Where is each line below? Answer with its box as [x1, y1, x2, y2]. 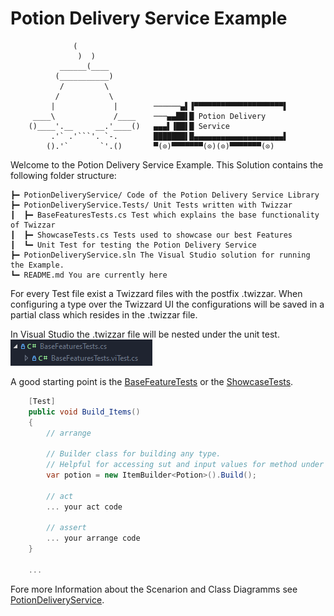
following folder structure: [10, 169, 117, 181]
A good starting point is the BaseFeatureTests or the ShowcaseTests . [10, 375, 294, 387]
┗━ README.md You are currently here [10, 270, 168, 280]
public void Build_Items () [28, 407, 141, 417]
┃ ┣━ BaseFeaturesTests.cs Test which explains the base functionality [10, 210, 320, 220]
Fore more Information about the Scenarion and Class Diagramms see [10, 583, 298, 595]
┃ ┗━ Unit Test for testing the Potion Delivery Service [10, 240, 257, 250]
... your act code [46, 502, 123, 512]
